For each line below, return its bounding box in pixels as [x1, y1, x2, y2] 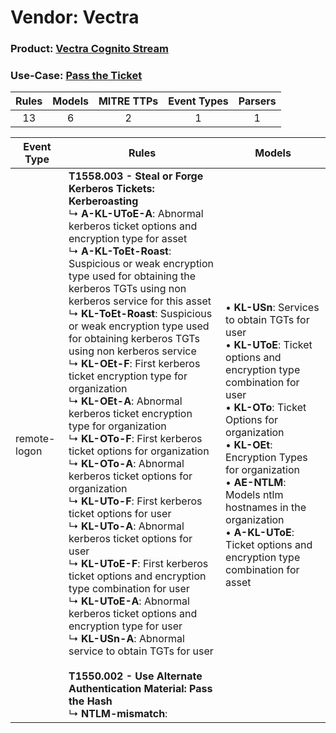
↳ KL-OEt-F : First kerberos [68, 357, 201, 371]
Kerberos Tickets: [68, 182, 155, 196]
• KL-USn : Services [225, 301, 320, 315]
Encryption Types [225, 451, 308, 465]
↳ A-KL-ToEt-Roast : [68, 244, 172, 258]
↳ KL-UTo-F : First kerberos [68, 494, 203, 508]
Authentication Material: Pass [68, 682, 213, 696]
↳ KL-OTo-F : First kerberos [68, 432, 203, 446]
